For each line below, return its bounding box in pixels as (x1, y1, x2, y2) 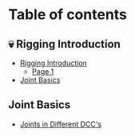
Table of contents (8, 6, 128, 24)
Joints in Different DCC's (19, 119, 102, 129)
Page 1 (31, 67, 54, 76)
